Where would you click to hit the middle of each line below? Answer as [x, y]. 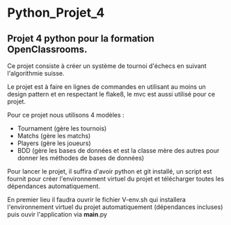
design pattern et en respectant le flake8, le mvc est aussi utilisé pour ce [111, 94]
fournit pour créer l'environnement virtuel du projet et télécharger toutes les [116, 179]
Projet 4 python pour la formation [81, 39]
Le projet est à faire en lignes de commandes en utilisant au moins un [107, 87]
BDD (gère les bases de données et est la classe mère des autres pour [118, 150]
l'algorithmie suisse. [36, 73]
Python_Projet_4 [56, 13]
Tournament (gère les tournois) [62, 128]
